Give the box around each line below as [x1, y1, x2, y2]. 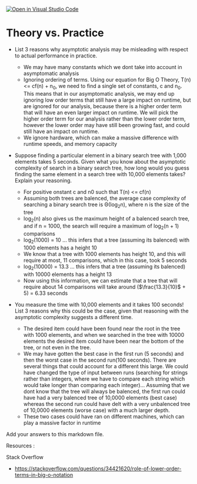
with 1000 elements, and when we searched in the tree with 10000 [23, 331, 185, 338]
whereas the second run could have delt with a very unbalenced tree [23, 400, 191, 407]
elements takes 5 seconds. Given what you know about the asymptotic [14, 158, 186, 165]
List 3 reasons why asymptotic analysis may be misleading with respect [14, 46, 188, 53]
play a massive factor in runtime [23, 419, 101, 426]
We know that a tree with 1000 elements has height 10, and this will [23, 250, 186, 257]
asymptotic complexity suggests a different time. [14, 313, 133, 320]
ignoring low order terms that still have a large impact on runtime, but [23, 96, 191, 103]
